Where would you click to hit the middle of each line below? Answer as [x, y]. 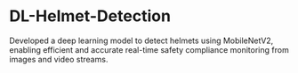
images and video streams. [59, 59]
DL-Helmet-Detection [90, 16]
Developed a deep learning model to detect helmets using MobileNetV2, [141, 40]
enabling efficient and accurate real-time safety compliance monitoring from [149, 49]
